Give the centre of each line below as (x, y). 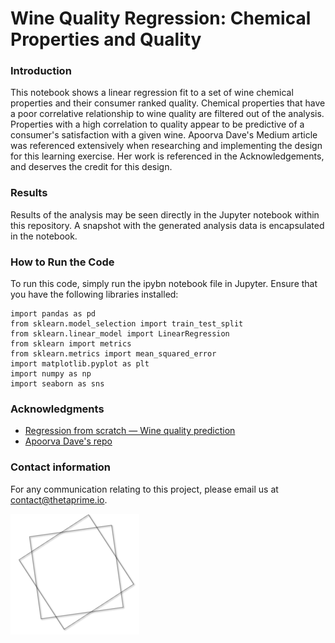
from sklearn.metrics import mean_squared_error (113, 354)
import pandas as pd (53, 314)
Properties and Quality (106, 39)
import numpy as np (51, 374)
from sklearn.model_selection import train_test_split (127, 324)
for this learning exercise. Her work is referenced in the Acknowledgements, (167, 156)
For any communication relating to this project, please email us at (144, 489)
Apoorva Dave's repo (68, 441)
